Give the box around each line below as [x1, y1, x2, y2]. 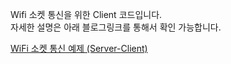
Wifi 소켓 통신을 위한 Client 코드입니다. [10, 9, 163, 20]
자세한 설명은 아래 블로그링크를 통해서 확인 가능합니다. [10, 21, 222, 33]
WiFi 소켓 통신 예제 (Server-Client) [10, 43, 148, 54]
